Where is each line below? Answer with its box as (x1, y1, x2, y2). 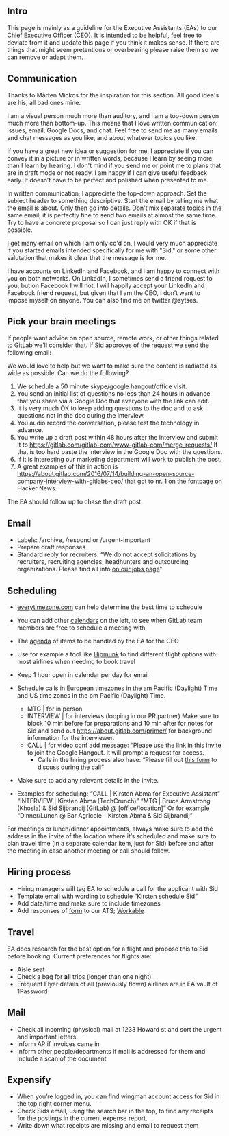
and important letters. (16, 1032, 79, 1041)
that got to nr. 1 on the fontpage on (124, 477, 222, 486)
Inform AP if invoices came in (16, 1039, 100, 1048)
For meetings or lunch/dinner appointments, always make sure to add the (7, 825, 213, 833)
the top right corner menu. (16, 1100, 92, 1108)
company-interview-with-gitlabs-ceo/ (16, 477, 124, 486)
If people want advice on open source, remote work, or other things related (7, 334, 219, 342)
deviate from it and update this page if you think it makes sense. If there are (7, 38, 220, 47)
